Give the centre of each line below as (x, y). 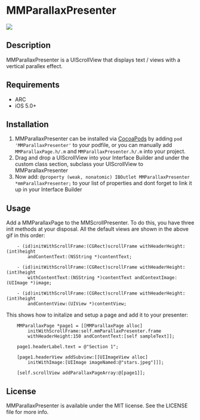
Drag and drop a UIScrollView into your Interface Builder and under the (102, 158)
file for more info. (27, 412)
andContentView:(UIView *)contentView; (77, 304)
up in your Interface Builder (48, 189)
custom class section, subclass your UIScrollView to (79, 164)
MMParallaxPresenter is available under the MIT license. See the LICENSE (97, 406)
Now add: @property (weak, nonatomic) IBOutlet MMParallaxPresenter (102, 177)
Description (28, 45)
